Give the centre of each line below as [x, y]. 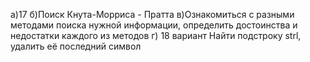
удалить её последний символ [76, 46]
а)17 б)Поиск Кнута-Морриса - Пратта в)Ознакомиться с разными [152, 14]
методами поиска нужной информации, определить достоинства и [154, 25]
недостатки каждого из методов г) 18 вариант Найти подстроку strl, [156, 35]
